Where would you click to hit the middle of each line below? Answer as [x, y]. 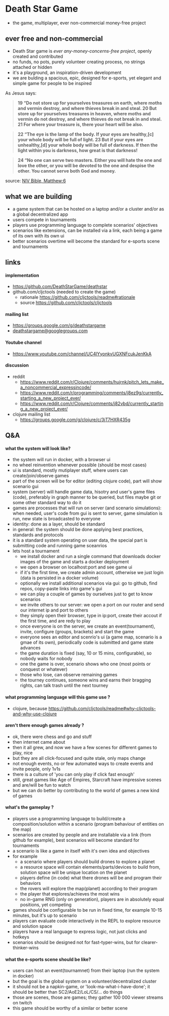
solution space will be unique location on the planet [73, 872]
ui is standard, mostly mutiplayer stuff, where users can [70, 470]
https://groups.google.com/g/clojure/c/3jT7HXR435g [75, 419]
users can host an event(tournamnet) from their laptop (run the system [86, 970]
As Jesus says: [21, 93]
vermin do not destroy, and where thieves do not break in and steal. [90, 119]
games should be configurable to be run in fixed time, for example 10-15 [87, 910]
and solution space [32, 926]
